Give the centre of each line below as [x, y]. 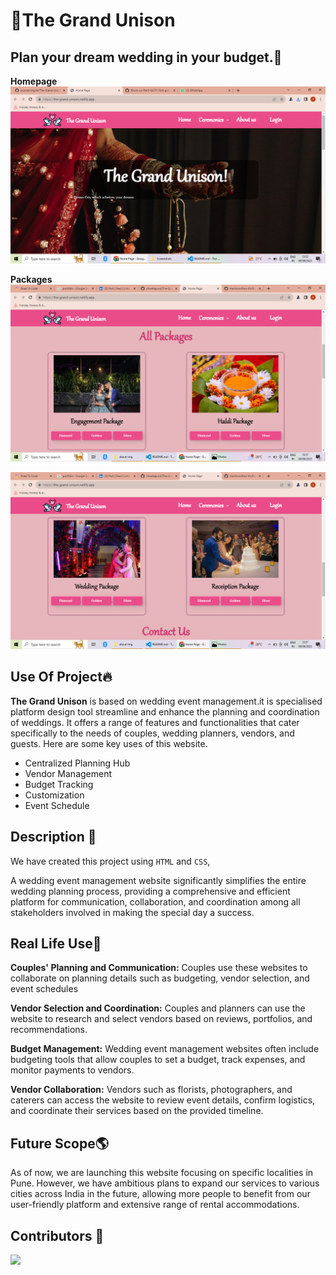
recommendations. [49, 1030]
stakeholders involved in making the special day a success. [132, 912]
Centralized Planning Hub [77, 763]
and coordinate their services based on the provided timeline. [137, 1111]
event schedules [44, 989]
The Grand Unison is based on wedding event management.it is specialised [166, 701]
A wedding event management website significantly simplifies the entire [158, 880]
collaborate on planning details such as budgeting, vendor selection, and [160, 978]
